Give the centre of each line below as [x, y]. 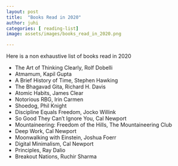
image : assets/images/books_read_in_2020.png [64, 34]
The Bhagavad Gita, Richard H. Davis [60, 87]
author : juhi [22, 23]
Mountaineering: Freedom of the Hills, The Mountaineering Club [93, 125]
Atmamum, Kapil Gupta [43, 74]
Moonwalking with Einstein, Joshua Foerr [65, 137]
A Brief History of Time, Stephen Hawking [66, 81]
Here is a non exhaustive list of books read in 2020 [69, 56]
